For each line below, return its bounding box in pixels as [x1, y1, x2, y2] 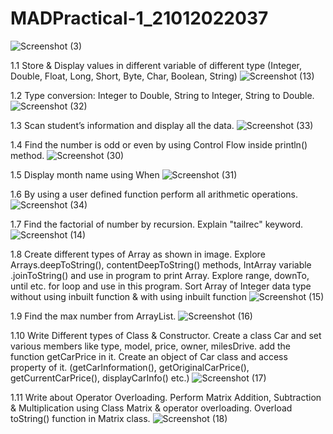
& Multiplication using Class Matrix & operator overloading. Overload [10, 402, 293, 414]
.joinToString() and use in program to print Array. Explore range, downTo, [10, 269, 310, 281]
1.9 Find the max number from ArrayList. [10, 310, 177, 322]
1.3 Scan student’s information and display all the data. [10, 119, 235, 131]
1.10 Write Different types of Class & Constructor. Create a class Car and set [10, 329, 322, 341]
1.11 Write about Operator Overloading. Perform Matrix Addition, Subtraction [10, 391, 322, 403]
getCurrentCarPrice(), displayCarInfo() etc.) [10, 372, 190, 384]
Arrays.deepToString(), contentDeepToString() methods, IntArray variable [10, 258, 312, 271]
